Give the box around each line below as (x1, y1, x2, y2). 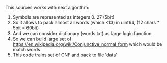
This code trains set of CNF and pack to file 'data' (12, 52, 117, 58)
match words (12, 47, 41, 52)
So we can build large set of (12, 36, 72, 42)
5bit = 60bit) (12, 25, 39, 31)
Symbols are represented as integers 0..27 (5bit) (12, 14, 115, 20)
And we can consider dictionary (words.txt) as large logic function (12, 30, 152, 36)
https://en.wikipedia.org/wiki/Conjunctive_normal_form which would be (12, 41, 162, 47)
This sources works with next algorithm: (5, 5, 90, 10)
